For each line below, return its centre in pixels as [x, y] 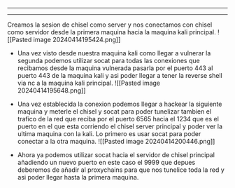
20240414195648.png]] [51, 90]
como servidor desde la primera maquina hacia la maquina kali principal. [112, 32]
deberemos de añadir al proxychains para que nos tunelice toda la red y [121, 170]
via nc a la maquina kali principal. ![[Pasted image [89, 83]
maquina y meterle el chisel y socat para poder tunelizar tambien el [114, 112]
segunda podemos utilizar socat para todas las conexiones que [109, 61]
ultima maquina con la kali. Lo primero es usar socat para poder [109, 134]
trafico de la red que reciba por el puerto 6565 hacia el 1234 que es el [118, 119]
